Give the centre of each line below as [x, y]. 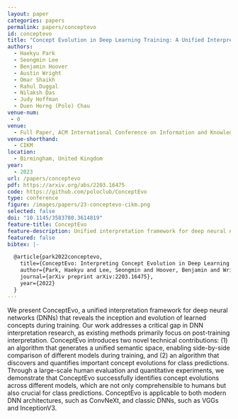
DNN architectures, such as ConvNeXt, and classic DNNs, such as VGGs [113, 400]
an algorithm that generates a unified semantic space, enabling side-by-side [119, 348]
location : [22, 152]
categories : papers [36, 21]
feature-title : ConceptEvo [47, 224]
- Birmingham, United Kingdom [58, 159]
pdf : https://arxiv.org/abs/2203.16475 [66, 185]
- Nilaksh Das [34, 93]
